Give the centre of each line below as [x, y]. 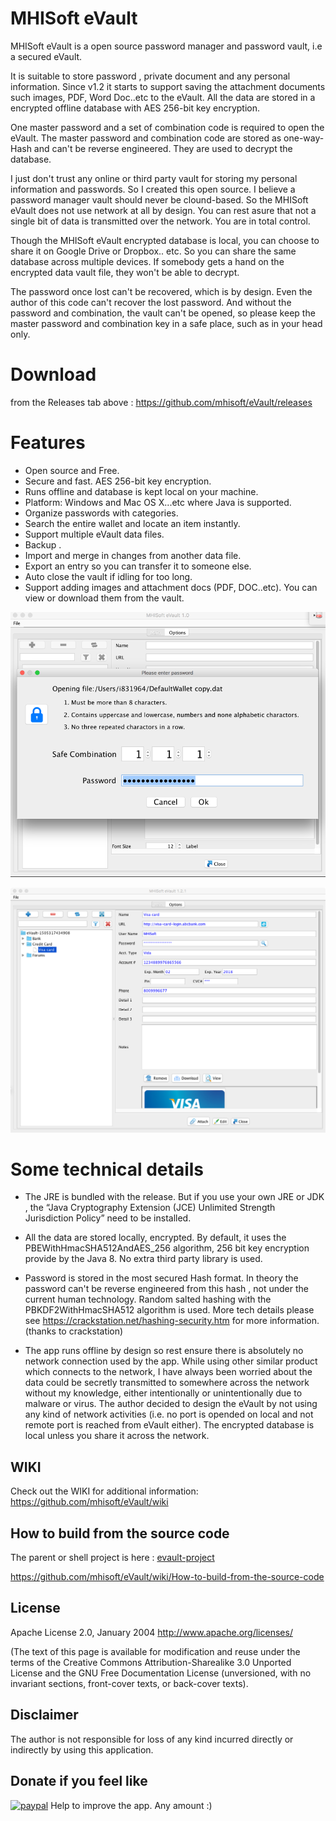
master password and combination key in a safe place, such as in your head [166, 323]
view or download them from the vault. [104, 598]
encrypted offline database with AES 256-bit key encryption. [135, 108]
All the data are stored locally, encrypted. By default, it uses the [155, 1238]
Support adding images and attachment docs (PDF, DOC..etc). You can [171, 587]
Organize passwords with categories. [101, 513]
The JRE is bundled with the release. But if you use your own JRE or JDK [174, 1197]
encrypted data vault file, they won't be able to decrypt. [125, 272]
